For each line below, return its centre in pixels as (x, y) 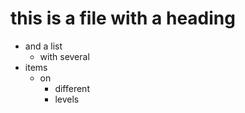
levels (67, 99)
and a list (43, 46)
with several (64, 56)
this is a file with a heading (123, 18)
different (72, 88)
